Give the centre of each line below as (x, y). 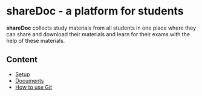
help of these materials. (36, 40)
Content (22, 59)
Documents (29, 80)
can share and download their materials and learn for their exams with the (98, 34)
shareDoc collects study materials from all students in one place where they (101, 28)
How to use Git (34, 87)
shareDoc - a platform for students (95, 11)
